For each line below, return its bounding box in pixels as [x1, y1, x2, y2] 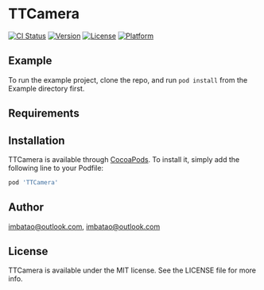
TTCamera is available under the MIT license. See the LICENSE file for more [8, 265, 257, 275]
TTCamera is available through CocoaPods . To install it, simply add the [8, 154, 240, 164]
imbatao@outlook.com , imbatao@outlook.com [8, 222, 161, 231]
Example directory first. [8, 83, 85, 93]
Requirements [8, 106, 80, 120]
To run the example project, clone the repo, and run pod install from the [8, 75, 248, 84]
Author [8, 200, 44, 215]
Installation [8, 133, 65, 147]
